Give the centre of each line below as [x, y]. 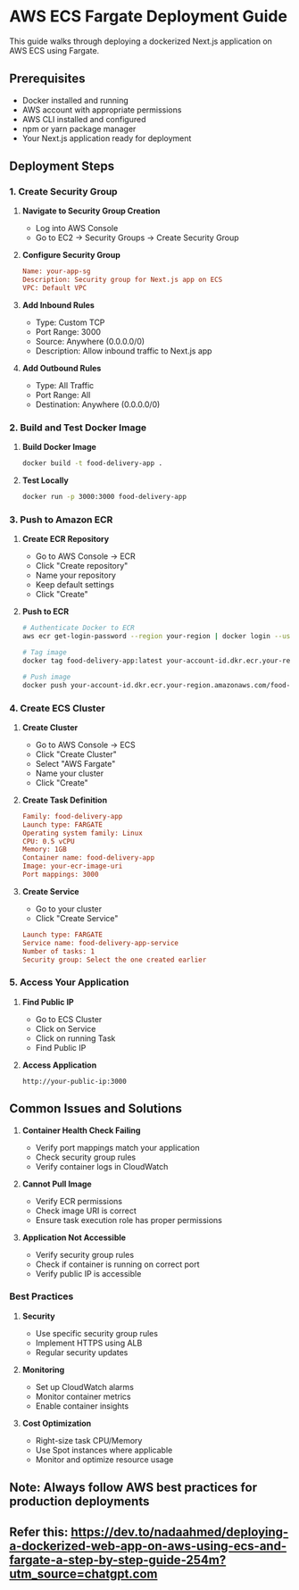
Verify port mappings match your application [117, 1147]
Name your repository [75, 575]
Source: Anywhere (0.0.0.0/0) [90, 342]
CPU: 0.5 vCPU [48, 841]
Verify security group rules [85, 1254]
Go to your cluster [69, 909]
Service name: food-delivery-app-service [100, 943]
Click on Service [66, 1028]
